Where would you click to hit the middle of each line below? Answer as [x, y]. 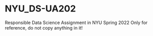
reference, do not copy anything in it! [44, 27]
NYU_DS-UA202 [40, 9]
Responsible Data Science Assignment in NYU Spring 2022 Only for [76, 22]
